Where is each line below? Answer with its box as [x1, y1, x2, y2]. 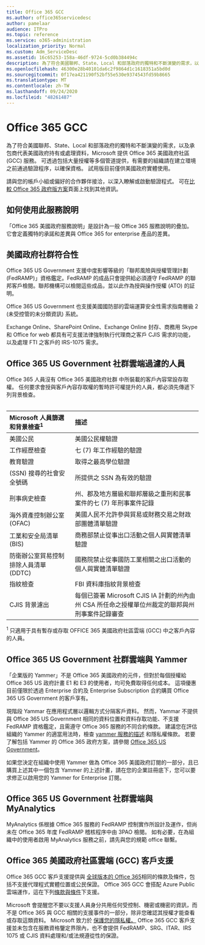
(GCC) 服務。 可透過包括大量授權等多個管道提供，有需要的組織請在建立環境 [6, 157, 196, 164]
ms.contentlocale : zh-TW [6, 83, 70, 89]
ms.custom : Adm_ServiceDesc [6, 49, 78, 55]
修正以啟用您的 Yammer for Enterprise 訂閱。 [11, 774, 125, 781]
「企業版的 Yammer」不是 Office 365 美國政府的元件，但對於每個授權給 [6, 671, 187, 679]
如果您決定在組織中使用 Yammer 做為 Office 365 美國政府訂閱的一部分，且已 [6, 758, 199, 766]
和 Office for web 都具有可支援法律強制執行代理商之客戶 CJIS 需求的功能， [6, 331, 194, 338]
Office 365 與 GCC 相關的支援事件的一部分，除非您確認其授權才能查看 [18, 909, 195, 916]
